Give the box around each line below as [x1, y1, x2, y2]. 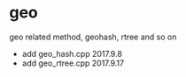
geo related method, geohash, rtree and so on [9, 31, 177, 42]
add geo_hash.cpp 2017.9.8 [21, 48, 122, 59]
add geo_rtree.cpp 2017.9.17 [21, 58, 125, 68]
